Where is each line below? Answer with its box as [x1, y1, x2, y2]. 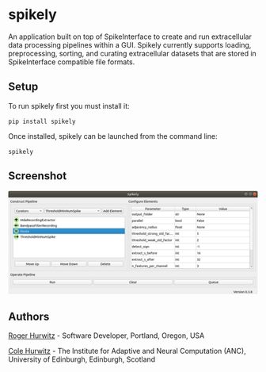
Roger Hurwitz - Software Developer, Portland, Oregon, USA [8, 331, 205, 340]
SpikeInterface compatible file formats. [8, 57, 135, 67]
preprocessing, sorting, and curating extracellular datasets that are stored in [8, 48, 257, 58]
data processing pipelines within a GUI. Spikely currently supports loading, [8, 40, 252, 49]
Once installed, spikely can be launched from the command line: [8, 131, 218, 140]
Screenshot [8, 169, 67, 183]
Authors [8, 309, 50, 323]
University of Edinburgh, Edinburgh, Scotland [8, 355, 156, 364]
